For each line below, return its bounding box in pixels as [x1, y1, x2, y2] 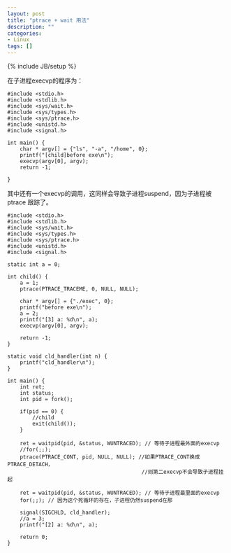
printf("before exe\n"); [20, 304, 92, 311]
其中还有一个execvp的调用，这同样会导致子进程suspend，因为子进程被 [7, 190, 212, 197]
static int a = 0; [7, 261, 61, 268]
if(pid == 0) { [20, 408, 64, 415]
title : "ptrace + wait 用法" [7, 17, 90, 24]
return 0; [20, 533, 49, 540]
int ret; [20, 384, 45, 391]
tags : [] [7, 43, 33, 50]
